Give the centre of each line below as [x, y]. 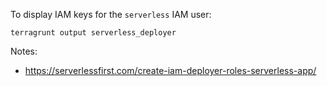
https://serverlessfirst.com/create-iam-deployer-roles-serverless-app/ [170, 70]
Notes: [24, 51]
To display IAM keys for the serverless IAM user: [111, 14]
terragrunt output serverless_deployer [93, 33]
